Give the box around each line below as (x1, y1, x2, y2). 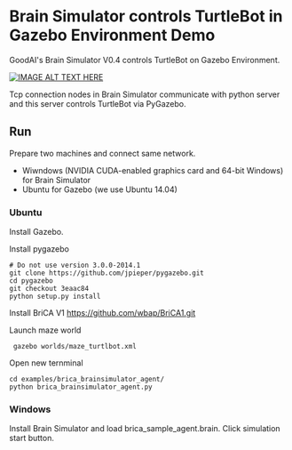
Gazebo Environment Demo (9, 25, 216, 45)
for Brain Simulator (21, 174, 91, 185)
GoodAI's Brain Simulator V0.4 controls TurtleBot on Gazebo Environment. (9, 54, 280, 65)
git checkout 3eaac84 (9, 285, 90, 293)
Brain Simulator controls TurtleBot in (9, 6, 283, 27)
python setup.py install (9, 292, 101, 301)
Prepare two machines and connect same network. (9, 148, 196, 158)
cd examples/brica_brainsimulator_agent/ (9, 375, 165, 384)
